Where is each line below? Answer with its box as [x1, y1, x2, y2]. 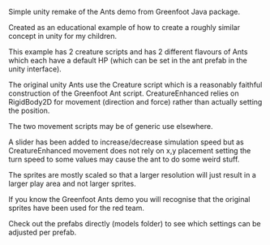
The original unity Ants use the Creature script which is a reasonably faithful [8, 80, 263, 89]
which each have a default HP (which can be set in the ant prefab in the [8, 56, 247, 65]
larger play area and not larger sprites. [8, 178, 136, 188]
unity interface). [8, 64, 62, 74]
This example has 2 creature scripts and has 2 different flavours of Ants [8, 47, 248, 56]
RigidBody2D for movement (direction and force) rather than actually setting [8, 97, 263, 106]
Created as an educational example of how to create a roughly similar [8, 23, 241, 32]
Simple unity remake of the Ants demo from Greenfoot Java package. [8, 7, 241, 16]
